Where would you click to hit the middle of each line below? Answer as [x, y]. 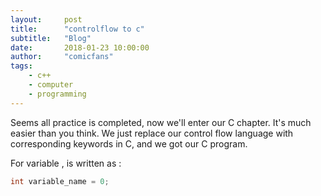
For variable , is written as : [66, 163]
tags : [21, 66]
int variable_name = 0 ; [60, 181]
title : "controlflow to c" [77, 29]
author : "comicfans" [62, 57]
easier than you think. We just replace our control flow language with [152, 133]
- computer [51, 85]
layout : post [46, 19]
